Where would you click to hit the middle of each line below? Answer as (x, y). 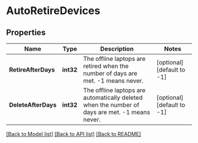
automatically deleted (113, 98)
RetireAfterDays (32, 70)
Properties (26, 33)
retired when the (106, 66)
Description (117, 49)
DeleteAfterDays (33, 105)
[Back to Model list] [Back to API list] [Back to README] (74, 134)
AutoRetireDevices (53, 11)
